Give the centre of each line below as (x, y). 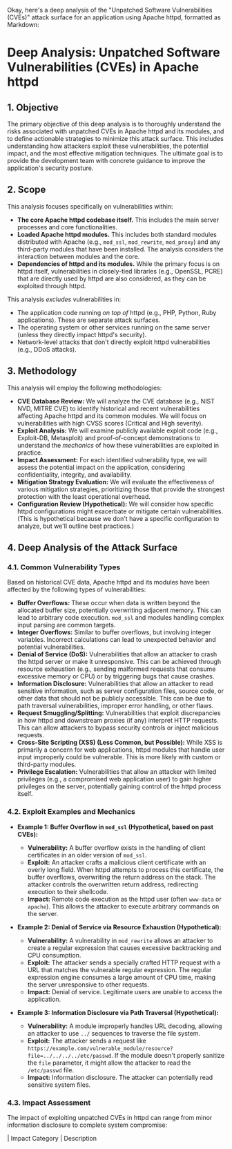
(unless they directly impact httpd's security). (82, 334)
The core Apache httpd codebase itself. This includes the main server (118, 220)
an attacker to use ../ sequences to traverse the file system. (114, 1033)
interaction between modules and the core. (78, 256)
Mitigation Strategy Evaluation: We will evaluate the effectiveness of (116, 482)
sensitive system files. (59, 1085)
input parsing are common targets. (66, 625)
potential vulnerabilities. (51, 647)
